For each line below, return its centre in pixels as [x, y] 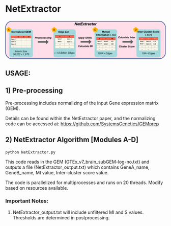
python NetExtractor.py [31, 152]
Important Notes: [27, 201]
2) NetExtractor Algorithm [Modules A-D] [72, 140]
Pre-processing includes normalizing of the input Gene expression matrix [82, 103]
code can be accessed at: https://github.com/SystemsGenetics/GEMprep [82, 124]
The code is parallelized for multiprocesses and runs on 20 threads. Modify [84, 183]
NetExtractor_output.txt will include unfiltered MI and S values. [78, 212]
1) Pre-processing [34, 91]
